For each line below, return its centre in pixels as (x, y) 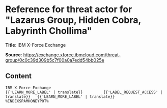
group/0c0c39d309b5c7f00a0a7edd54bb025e (55, 60)
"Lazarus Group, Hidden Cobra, (73, 20)
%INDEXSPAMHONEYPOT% (27, 101)
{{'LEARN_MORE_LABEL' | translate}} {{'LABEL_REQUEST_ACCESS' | (84, 92)
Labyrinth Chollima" (49, 31)
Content (19, 76)
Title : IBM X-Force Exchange (36, 45)
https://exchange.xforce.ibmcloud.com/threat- (72, 55)
